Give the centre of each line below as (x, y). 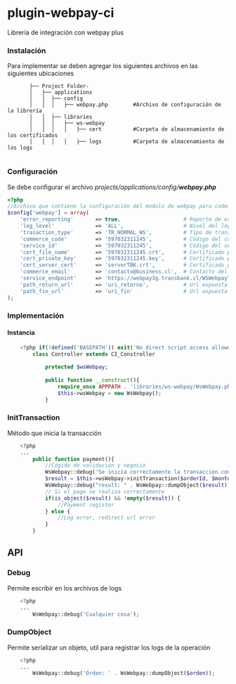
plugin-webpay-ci (61, 13)
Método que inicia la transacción (54, 433)
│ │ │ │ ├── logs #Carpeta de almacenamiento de (127, 142)
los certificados (33, 136)
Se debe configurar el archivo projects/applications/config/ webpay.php (112, 187)
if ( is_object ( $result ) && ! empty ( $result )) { (112, 498)
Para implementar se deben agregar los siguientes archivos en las (103, 66)
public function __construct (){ (92, 380)
